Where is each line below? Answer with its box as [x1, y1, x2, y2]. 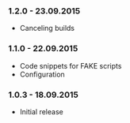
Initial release [19, 106, 63, 116]
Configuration [19, 69, 65, 79]
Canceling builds [19, 24, 75, 33]
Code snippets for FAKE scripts [19, 61, 122, 70]
